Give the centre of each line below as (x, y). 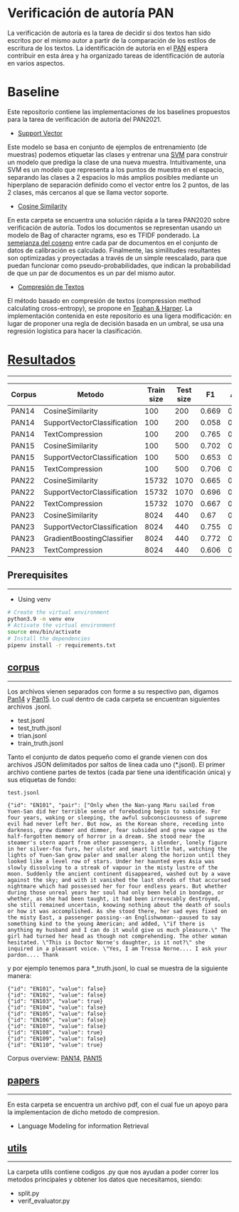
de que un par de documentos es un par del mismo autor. (91, 273)
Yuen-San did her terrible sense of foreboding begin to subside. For (114, 811)
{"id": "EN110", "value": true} (55, 1045)
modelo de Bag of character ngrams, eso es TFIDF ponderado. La (104, 235)
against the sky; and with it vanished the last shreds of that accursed (119, 880)
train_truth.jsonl (41, 743)
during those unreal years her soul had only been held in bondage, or (116, 893)
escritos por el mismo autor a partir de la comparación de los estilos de (112, 40)
